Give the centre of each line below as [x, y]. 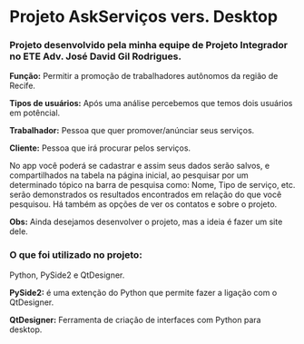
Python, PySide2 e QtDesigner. [67, 275]
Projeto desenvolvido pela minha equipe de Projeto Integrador [149, 45]
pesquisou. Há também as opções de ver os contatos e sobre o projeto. [143, 204]
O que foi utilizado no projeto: [76, 255]
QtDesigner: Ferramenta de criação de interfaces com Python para [135, 319]
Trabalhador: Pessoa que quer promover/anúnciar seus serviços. [132, 131]
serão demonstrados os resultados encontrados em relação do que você [146, 195]
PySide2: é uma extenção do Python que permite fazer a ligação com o [143, 292]
